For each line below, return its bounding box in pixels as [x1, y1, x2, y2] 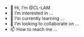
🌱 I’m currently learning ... [10, 15, 65, 21]
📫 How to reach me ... [10, 26, 58, 32]
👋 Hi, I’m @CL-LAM [10, 5, 51, 10]
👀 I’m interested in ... [10, 10, 53, 16]
